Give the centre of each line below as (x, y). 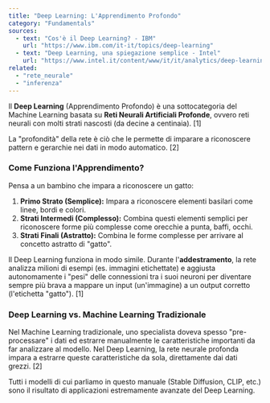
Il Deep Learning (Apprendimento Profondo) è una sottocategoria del (123, 106)
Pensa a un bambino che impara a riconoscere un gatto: (101, 185)
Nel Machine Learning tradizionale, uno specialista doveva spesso (118, 332)
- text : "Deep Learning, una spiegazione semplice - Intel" (118, 53)
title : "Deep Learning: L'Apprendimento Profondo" (95, 16)
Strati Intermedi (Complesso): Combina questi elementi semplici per (134, 218)
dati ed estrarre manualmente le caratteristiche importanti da (155, 341)
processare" (29, 341)
